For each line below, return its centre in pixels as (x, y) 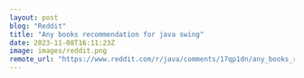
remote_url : (32, 59)
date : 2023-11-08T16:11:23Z (62, 43)
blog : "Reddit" (38, 26)
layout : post (34, 17)
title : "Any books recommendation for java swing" (107, 34)
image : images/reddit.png (58, 51)
